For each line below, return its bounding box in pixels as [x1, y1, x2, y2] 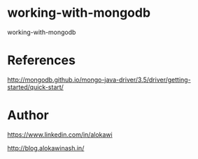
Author [7, 107, 49, 123]
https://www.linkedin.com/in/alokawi [7, 130, 113, 139]
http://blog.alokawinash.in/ [7, 144, 85, 152]
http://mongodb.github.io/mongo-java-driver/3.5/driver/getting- [7, 75, 191, 84]
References [7, 52, 76, 68]
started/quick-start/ [7, 82, 64, 91]
